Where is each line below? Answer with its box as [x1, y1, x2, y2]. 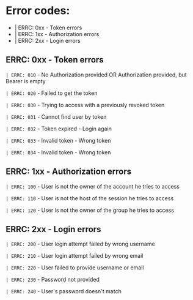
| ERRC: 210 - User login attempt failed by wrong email [5, 252, 144, 260]
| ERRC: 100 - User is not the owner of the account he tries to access [5, 182, 180, 190]
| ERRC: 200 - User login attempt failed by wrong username [5, 240, 155, 248]
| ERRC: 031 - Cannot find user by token [5, 113, 107, 120]
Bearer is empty [5, 77, 46, 84]
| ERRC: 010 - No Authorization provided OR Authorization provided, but [5, 71, 187, 78]
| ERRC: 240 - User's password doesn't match [5, 288, 122, 295]
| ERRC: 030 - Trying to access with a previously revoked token [5, 101, 165, 108]
